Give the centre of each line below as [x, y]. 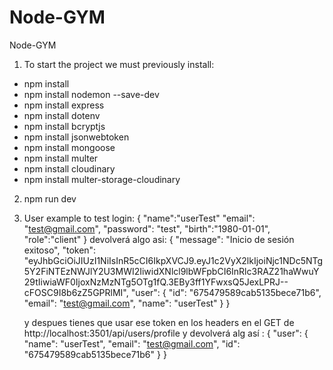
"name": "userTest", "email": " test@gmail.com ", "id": [132, 343]
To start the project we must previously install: [119, 64]
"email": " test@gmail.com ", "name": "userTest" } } [127, 303]
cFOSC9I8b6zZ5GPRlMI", [76, 292]
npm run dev [50, 198]
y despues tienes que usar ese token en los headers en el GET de [159, 322]
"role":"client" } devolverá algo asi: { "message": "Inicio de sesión [159, 239]
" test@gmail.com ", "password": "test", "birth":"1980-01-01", [147, 228]
